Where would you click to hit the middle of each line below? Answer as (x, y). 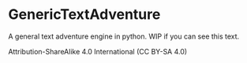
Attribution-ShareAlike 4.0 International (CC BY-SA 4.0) (98, 51)
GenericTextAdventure (84, 15)
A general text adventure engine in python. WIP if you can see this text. (124, 36)
